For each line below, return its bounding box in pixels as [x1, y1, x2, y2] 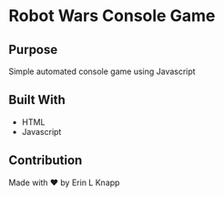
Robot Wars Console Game [8, 5, 216, 26]
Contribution [8, 152, 83, 169]
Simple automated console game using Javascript [8, 66, 197, 77]
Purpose [8, 42, 58, 57]
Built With [8, 92, 66, 108]
